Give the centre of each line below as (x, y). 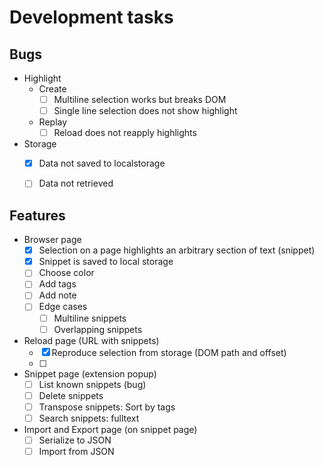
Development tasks (91, 17)
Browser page (52, 240)
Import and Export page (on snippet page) (110, 429)
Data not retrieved (76, 183)
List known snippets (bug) (92, 384)
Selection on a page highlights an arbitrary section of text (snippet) (177, 250)
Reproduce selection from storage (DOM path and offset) (169, 352)
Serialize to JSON (75, 440)
